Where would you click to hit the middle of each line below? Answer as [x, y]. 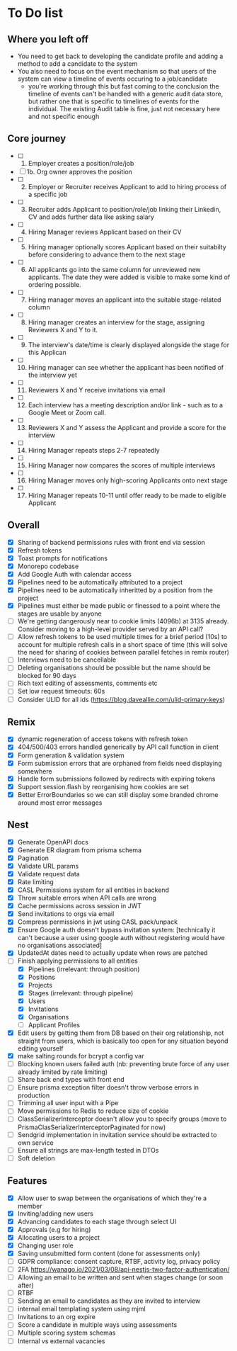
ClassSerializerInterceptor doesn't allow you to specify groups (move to [122, 1119]
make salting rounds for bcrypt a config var [81, 1056]
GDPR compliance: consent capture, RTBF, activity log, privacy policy [119, 1261]
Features [27, 1181]
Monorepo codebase [48, 566]
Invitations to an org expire [56, 1317]
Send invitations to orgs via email [66, 914]
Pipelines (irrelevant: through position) [84, 969]
